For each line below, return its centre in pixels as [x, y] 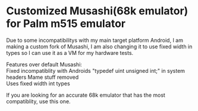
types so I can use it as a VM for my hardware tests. [70, 53]
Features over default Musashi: [44, 64]
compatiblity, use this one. [38, 101]
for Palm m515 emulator [66, 24]
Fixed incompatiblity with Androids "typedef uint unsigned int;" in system [96, 70]
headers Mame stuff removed [43, 77]
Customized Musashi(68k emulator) [97, 11]
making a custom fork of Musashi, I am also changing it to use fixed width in [99, 47]
